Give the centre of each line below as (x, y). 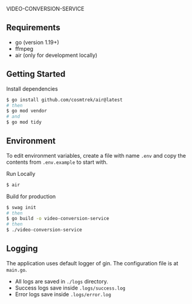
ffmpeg (24, 48)
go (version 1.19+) (37, 42)
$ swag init (21, 207)
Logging (22, 249)
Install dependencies (32, 89)
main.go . (17, 270)
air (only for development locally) (56, 55)
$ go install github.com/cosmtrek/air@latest (64, 100)
